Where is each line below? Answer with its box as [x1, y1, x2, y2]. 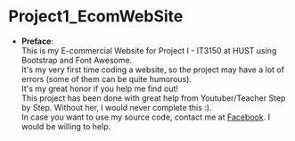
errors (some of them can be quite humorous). [20, 73, 193, 84]
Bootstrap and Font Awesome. [20, 54, 133, 65]
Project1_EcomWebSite [8, 6, 184, 27]
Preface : [20, 36, 54, 46]
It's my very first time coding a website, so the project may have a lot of [20, 64, 284, 75]
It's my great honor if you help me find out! [20, 83, 179, 94]
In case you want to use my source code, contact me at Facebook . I [20, 112, 271, 122]
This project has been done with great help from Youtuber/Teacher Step [20, 92, 286, 104]
